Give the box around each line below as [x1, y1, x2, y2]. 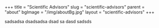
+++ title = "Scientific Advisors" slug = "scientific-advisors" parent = [4, 4, 145, 10]
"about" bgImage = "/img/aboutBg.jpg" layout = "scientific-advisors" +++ [4, 9, 155, 15]
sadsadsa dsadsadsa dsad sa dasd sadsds [4, 19, 92, 24]
